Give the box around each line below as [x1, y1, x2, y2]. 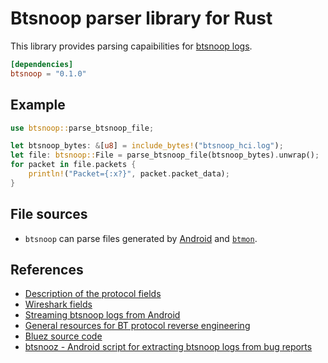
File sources [10, 206, 88, 223]
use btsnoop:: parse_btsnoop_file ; [10, 123, 155, 133]
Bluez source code [24, 330, 103, 342]
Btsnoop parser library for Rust [10, 7, 273, 30]
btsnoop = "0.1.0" [10, 68, 87, 79]
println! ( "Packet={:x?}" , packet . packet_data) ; [28, 169, 230, 179]
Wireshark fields [24, 298, 93, 311]
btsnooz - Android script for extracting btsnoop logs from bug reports [24, 341, 313, 353]
